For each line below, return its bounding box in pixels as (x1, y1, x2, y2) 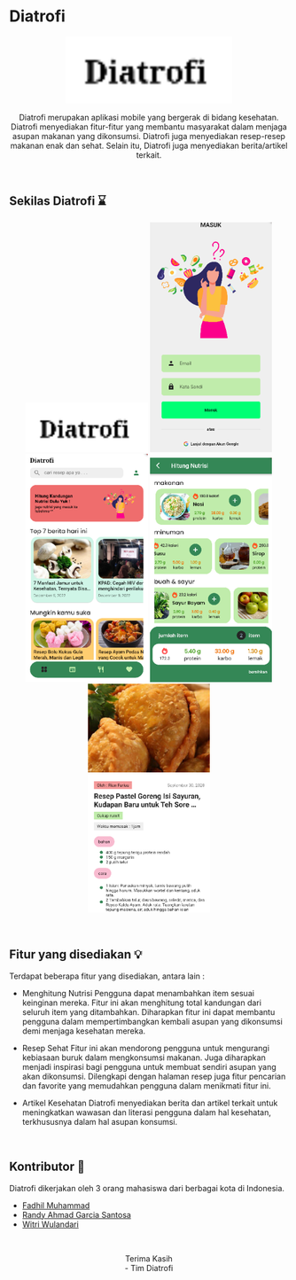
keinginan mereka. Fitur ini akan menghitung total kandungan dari (21, 997, 261, 1008)
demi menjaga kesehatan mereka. (21, 1026, 146, 1036)
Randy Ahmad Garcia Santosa (21, 1209, 131, 1220)
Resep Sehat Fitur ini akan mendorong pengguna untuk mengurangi (21, 1042, 270, 1053)
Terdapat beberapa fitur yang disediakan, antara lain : (9, 971, 206, 981)
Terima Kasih (125, 1253, 173, 1264)
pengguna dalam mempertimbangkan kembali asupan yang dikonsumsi (21, 1016, 284, 1026)
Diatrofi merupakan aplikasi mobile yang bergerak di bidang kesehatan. (19, 112, 279, 122)
